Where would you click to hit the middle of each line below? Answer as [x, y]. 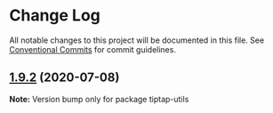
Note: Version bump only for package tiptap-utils [99, 99]
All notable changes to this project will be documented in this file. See [137, 40]
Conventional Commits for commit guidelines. [92, 49]
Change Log [55, 16]
